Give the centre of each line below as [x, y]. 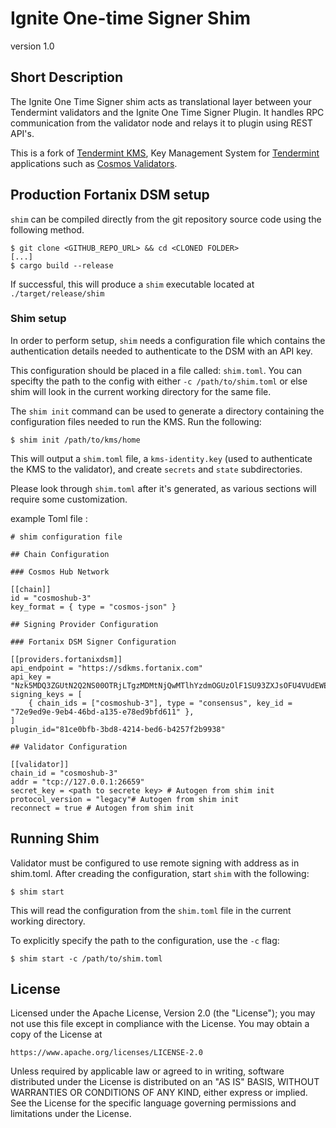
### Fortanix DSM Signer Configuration [93, 642]
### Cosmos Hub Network [60, 572]
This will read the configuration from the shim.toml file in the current [151, 910]
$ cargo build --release [62, 265]
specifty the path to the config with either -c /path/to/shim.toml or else [159, 381]
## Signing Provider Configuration [84, 624]
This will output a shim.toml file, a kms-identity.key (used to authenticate [161, 458]
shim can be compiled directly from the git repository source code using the [166, 219]
